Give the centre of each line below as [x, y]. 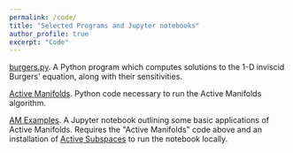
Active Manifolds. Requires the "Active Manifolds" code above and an [136, 130]
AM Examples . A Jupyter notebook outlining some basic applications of [139, 120]
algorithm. [28, 103]
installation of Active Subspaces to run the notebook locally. [119, 139]
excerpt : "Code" [39, 42]
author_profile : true [49, 34]
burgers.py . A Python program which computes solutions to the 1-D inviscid [147, 67]
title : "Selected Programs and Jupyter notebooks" [104, 26]
